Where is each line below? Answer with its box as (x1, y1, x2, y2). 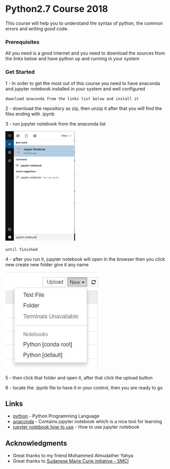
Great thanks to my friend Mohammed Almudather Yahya (12, 453, 134, 459)
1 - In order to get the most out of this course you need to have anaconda (5, 80, 160, 86)
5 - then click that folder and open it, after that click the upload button (5, 374, 153, 381)
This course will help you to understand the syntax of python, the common (5, 20, 163, 26)
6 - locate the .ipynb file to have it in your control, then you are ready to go (5, 384, 163, 391)
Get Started (5, 68, 35, 76)
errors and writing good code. (5, 25, 69, 31)
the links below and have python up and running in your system (5, 56, 140, 62)
